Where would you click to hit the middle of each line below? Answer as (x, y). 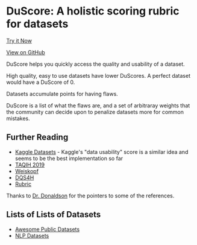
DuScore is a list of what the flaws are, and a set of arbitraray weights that (98, 105)
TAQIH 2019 (30, 165)
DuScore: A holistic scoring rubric (93, 11)
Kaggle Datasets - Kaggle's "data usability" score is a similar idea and (102, 151)
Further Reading (37, 137)
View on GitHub (26, 52)
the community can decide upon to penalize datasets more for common (95, 112)
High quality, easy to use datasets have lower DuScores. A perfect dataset (98, 75)
